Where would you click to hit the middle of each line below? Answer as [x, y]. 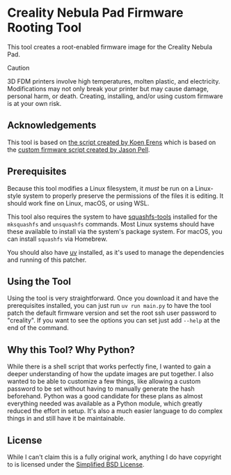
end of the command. [38, 328]
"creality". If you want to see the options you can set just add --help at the [114, 320]
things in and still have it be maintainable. [66, 419]
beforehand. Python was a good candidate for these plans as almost [105, 396]
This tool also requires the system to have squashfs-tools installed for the [112, 217]
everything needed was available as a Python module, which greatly [105, 404]
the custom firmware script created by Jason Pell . [79, 149]
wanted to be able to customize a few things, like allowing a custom [104, 382]
